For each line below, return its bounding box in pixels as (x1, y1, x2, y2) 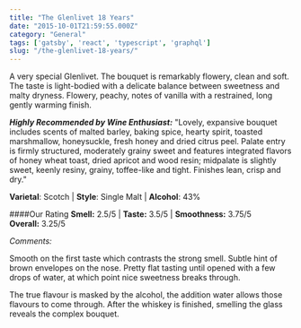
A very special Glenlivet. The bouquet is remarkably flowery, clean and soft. (9, 71, 290, 82)
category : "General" (9, 30, 87, 39)
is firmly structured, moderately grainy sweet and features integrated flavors (9, 145, 292, 157)
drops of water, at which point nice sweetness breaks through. (9, 272, 241, 283)
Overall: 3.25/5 (9, 219, 66, 229)
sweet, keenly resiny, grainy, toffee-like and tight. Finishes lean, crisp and (9, 165, 281, 176)
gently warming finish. (9, 99, 93, 110)
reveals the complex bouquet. (9, 308, 120, 319)
